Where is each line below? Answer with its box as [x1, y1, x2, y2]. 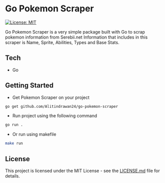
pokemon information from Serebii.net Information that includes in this [5, 34, 148, 40]
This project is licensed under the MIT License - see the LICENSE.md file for [5, 168, 160, 174]
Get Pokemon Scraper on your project [12, 94, 90, 100]
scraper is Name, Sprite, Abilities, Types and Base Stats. [5, 39, 120, 45]
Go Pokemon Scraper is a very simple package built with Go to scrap [5, 29, 145, 35]
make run [5, 141, 23, 146]
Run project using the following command [12, 113, 97, 119]
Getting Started [5, 81, 54, 90]
